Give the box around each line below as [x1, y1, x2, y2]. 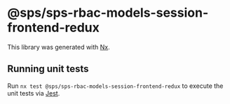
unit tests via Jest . [7, 89, 60, 97]
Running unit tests [7, 63, 89, 75]
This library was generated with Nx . [7, 43, 110, 51]
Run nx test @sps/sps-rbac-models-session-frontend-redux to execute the [7, 82, 224, 90]
